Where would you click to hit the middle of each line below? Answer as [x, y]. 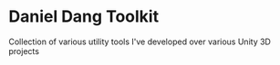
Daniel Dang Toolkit [84, 17]
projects [24, 51]
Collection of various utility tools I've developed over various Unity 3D [140, 42]
